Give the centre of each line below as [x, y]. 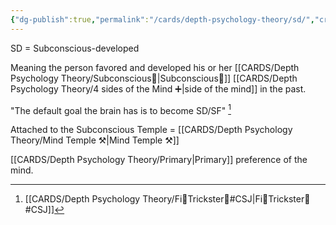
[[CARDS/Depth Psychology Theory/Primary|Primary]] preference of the [159, 160]
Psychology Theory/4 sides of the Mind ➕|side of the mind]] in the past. [158, 88]
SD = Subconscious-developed [75, 48]
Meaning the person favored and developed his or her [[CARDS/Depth [155, 67]
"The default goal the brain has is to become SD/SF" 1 [121, 109]
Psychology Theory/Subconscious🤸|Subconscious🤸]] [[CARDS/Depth [154, 78]
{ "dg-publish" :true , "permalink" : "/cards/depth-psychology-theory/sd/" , [162, 19]
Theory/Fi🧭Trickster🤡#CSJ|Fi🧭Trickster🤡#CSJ [226, 199]
